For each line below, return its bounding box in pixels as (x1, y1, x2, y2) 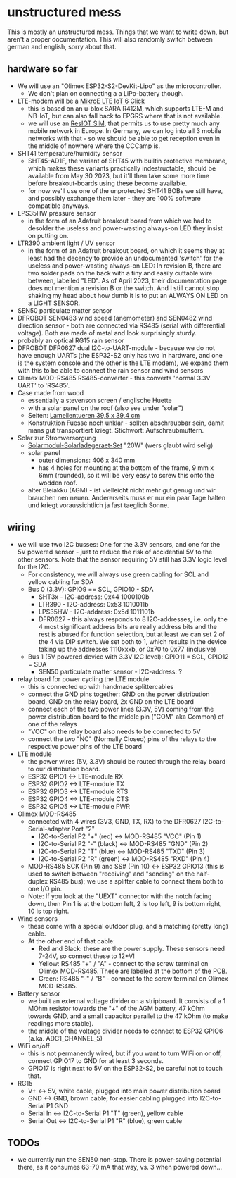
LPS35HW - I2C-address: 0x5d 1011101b (38, 607, 155, 616)
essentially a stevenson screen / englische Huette (27, 396, 172, 404)
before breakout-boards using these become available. (27, 179, 188, 187)
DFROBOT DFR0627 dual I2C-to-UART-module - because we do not (17, 343, 216, 352)
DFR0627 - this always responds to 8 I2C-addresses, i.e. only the (38, 614, 228, 624)
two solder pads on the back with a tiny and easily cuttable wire (27, 268, 213, 277)
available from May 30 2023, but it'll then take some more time (27, 171, 209, 180)
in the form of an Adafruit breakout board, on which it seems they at (27, 246, 225, 254)
